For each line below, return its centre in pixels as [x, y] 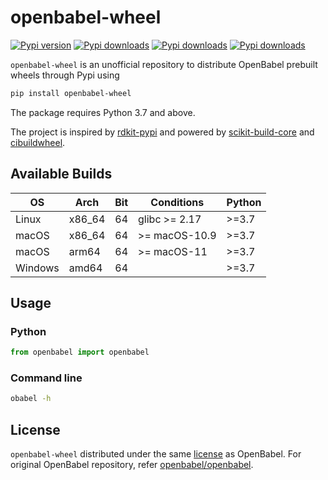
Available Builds [61, 174]
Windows [37, 268]
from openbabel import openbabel [80, 352]
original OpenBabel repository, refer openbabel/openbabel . [132, 465]
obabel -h [31, 399]
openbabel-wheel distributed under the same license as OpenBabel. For [156, 454]
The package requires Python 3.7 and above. [103, 112]
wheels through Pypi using [65, 75]
